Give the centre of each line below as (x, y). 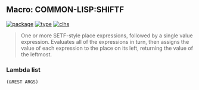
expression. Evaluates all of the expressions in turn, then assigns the (105, 41)
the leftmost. (36, 54)
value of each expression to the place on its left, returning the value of (107, 48)
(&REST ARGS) (22, 82)
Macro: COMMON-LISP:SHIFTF (65, 10)
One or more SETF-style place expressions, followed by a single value (107, 36)
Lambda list (23, 69)
